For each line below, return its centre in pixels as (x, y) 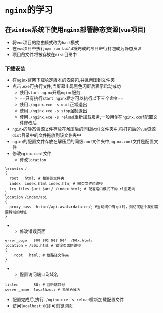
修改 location (33, 160)
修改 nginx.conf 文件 (32, 154)
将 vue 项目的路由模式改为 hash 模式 (46, 42)
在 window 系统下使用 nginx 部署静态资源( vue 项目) (76, 30)
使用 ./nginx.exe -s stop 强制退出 (53, 111)
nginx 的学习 (29, 10)
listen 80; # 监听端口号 (35, 285)
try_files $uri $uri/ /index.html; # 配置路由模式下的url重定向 (72, 189)
